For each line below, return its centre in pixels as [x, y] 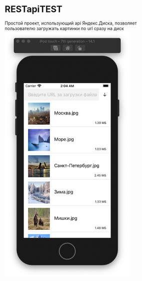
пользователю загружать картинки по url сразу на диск [64, 28]
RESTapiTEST [34, 9]
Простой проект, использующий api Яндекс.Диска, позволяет [71, 23]
